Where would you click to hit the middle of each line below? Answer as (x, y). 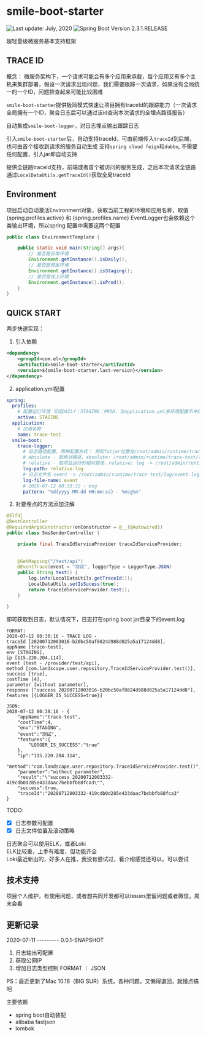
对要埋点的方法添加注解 (45, 504)
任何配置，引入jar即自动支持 (42, 154)
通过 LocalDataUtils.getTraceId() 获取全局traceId (68, 175)
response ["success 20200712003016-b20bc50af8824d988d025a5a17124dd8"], (101, 690)
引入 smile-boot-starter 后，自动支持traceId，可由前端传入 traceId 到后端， (101, 138)
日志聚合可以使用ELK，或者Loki (46, 843)
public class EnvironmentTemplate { (53, 237)
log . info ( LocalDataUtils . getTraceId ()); (81, 578)
